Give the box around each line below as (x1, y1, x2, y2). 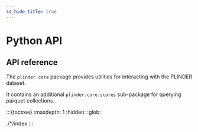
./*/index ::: (6, 120, 34, 127)
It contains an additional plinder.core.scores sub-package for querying (6, 91, 181, 98)
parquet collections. (6, 97, 55, 104)
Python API (6, 34, 63, 47)
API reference (6, 57, 58, 68)
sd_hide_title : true (6, 8, 57, 15)
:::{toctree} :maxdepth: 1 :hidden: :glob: (6, 108, 102, 115)
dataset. (6, 79, 27, 86)
